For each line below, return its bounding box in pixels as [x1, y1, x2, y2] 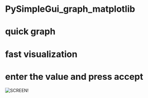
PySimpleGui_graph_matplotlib [5, 3, 135, 15]
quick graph [5, 26, 56, 37]
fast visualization [5, 48, 78, 60]
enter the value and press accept [5, 71, 144, 82]
